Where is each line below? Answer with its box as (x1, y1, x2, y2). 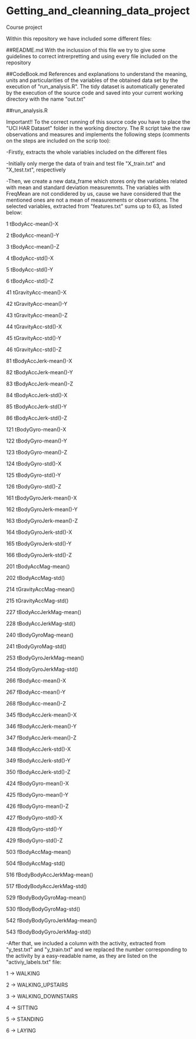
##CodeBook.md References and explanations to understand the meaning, (6, 70, 188, 77)
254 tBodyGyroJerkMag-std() (6, 665, 78, 672)
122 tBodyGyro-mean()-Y (6, 437, 68, 444)
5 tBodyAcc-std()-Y (6, 266, 54, 273)
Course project (6, 24, 42, 31)
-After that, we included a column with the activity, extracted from (6, 939, 166, 946)
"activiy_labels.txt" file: (6, 958, 62, 965)
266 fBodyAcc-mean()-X (6, 677, 67, 684)
